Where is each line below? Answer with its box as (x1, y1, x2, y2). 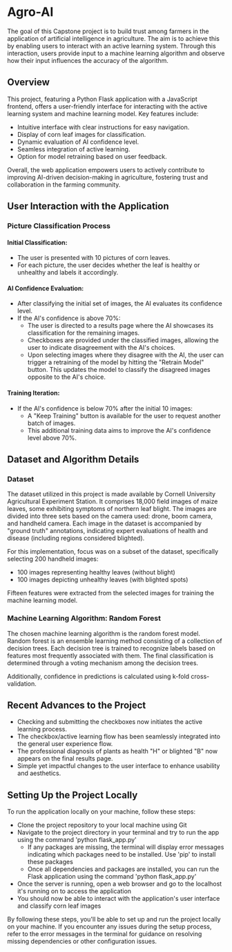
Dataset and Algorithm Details (7, 454, 139, 465)
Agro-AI (7, 4, 54, 20)
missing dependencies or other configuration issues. (7, 937, 157, 946)
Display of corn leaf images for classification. (17, 130, 146, 138)
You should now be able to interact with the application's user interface (17, 895, 220, 903)
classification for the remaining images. (27, 329, 140, 337)
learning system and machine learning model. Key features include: (7, 109, 199, 118)
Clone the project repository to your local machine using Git (17, 821, 188, 830)
